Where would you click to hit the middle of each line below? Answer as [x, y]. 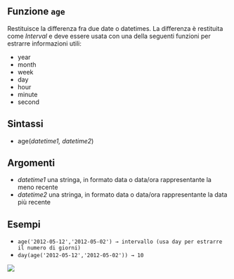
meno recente [38, 187]
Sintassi [25, 124]
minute [27, 94]
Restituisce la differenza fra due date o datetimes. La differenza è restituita [115, 28]
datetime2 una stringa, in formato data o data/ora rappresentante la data [122, 195]
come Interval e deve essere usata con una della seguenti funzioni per [109, 36]
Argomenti [31, 163]
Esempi [24, 224]
